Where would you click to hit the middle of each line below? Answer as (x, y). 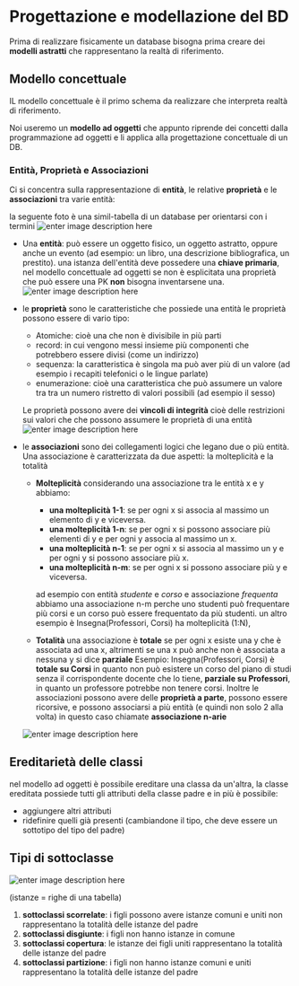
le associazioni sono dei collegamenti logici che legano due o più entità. (156, 447)
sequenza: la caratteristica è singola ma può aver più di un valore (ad (163, 365)
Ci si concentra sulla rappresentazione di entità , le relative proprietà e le (143, 189)
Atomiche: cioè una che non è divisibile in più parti (128, 336)
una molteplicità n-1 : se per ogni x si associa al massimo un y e (167, 549)
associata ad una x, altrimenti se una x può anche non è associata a (160, 650)
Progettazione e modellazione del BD (149, 17)
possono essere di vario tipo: (76, 318)
